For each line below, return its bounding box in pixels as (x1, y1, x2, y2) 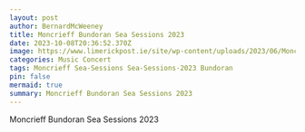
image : (9, 47, 34, 56)
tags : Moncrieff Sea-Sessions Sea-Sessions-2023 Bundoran (9, 64, 233, 73)
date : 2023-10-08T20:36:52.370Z (9, 38, 132, 48)
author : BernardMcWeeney (9, 22, 103, 31)
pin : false (9, 72, 51, 81)
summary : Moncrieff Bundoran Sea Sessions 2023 (9, 89, 193, 98)
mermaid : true (9, 80, 64, 90)
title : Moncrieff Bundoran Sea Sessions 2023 (9, 30, 184, 39)
